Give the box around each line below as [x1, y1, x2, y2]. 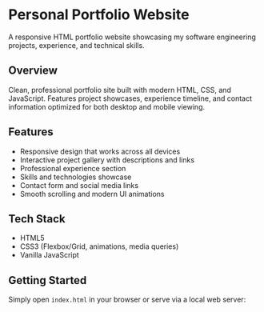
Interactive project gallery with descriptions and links [19, 154, 194, 165]
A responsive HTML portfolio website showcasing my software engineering [8, 32, 256, 42]
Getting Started [8, 274, 87, 287]
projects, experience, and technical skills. [8, 40, 146, 50]
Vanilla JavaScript [19, 250, 80, 260]
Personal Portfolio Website [8, 6, 190, 24]
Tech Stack [8, 212, 66, 226]
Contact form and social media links [19, 180, 138, 190]
